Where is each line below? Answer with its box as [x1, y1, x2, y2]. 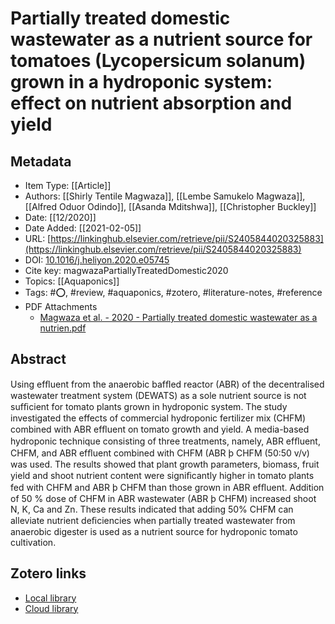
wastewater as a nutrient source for [10, 28, 313, 51]
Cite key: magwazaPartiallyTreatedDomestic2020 [24, 265, 229, 276]
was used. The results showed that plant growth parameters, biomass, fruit [10, 458, 320, 470]
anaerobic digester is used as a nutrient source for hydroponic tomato [10, 525, 298, 537]
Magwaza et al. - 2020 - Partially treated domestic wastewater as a [39, 312, 318, 323]
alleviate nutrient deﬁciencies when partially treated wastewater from [10, 514, 296, 526]
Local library [24, 592, 77, 604]
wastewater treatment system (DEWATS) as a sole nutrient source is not [10, 389, 307, 401]
